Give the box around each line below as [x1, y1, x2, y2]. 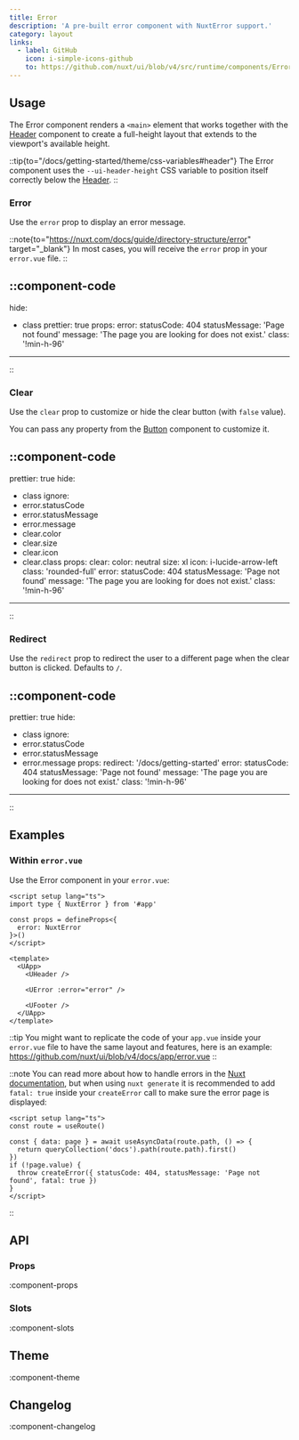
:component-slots [9, 1323, 75, 1333]
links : [9, 37, 34, 47]
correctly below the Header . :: [9, 174, 118, 185]
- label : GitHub [17, 46, 77, 55]
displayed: [9, 1096, 47, 1107]
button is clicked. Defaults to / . [9, 662, 123, 673]
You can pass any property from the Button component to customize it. [9, 424, 270, 434]
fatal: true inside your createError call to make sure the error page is [9, 1087, 270, 1097]
